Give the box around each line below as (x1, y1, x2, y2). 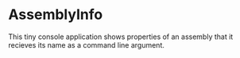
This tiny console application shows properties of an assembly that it (8, 32, 234, 41)
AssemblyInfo (8, 6, 103, 24)
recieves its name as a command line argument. (8, 40, 165, 49)
